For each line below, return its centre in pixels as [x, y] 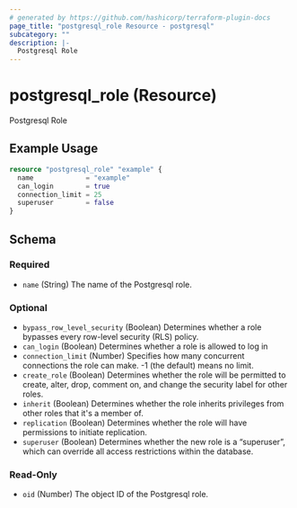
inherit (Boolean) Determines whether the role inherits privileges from [153, 404]
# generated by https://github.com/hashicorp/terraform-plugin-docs [140, 18]
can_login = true [64, 186]
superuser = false [66, 203]
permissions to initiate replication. [85, 432]
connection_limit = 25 [60, 194]
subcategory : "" [39, 34]
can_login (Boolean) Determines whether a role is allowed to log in [145, 346]
